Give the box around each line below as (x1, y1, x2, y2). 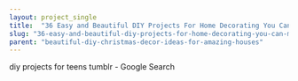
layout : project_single (9, 12, 98, 22)
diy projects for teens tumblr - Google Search (9, 62, 176, 72)
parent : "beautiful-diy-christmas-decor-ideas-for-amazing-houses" (9, 37, 264, 47)
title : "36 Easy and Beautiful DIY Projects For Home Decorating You (9, 21, 276, 30)
